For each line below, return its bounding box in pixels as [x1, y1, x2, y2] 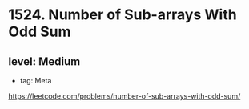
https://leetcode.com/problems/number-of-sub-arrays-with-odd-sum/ [8, 91, 241, 101]
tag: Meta [19, 76, 52, 85]
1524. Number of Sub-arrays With [8, 6, 238, 24]
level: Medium [8, 54, 81, 68]
